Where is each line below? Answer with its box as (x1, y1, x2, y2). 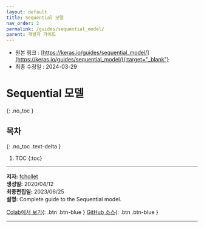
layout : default (6, 9, 47, 15)
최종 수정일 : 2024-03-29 (15, 63, 77, 71)
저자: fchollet (6, 173, 38, 180)
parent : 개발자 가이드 (6, 32, 56, 38)
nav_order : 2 (6, 20, 39, 26)
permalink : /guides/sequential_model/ (6, 26, 104, 32)
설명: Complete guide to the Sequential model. (6, 195, 121, 202)
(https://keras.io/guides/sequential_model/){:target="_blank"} (15, 56, 169, 63)
